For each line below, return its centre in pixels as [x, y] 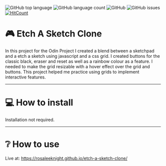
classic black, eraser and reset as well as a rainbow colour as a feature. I [79, 61]
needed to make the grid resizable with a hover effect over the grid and [78, 66]
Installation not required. [30, 120]
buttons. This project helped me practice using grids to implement [72, 72]
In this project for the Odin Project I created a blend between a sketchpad [80, 51]
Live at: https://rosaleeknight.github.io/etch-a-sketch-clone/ [66, 158]
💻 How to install [39, 103]
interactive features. [25, 77]
